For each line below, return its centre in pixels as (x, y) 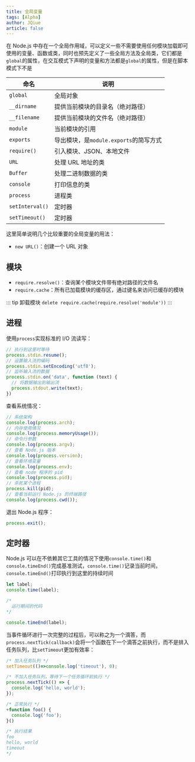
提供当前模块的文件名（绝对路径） (102, 118)
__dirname (23, 107)
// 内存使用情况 (23, 428)
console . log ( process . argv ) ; (41, 445)
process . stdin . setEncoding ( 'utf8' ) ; (51, 366)
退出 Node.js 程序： (30, 512)
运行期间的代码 (27, 607)
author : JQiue (24, 23)
